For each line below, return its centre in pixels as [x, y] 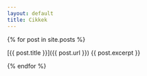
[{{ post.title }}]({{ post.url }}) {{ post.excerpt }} [74, 53]
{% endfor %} [27, 66]
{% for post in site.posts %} [46, 39]
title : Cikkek [27, 20]
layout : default [30, 13]
